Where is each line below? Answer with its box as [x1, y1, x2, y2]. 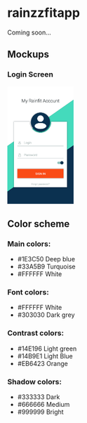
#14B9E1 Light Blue [17, 351, 73, 360]
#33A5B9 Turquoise [17, 262, 76, 271]
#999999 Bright [17, 408, 65, 416]
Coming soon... [7, 28, 51, 37]
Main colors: [7, 239, 51, 249]
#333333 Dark [17, 392, 60, 401]
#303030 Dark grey [17, 311, 75, 319]
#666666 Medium [17, 400, 70, 408]
